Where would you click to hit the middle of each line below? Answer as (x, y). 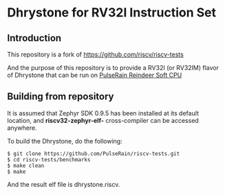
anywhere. (22, 128)
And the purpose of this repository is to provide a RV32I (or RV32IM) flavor (113, 68)
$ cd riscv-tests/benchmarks (49, 159)
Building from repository (61, 96)
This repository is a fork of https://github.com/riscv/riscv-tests (95, 54)
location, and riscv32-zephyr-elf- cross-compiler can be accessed (103, 120)
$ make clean (26, 165)
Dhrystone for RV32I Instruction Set (112, 13)
